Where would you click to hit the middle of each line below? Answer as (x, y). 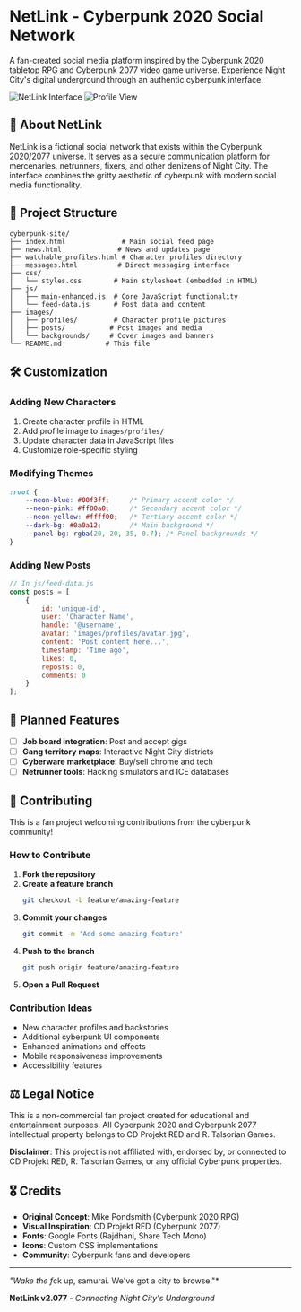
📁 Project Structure (64, 213)
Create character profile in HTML (83, 421)
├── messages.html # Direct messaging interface (120, 265)
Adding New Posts (50, 565)
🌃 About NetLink (56, 125)
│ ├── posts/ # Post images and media (106, 328)
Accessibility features (62, 1065)
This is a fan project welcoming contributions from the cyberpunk (130, 822)
